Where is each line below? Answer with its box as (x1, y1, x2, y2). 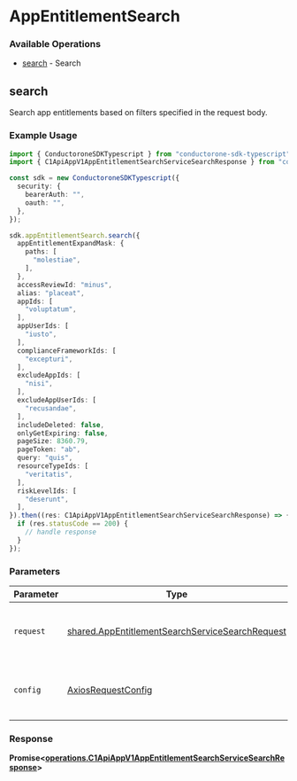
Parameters (9, 565, 60, 577)
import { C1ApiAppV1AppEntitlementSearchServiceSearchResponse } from (9, 158, 275, 167)
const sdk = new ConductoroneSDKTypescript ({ (9, 174, 179, 183)
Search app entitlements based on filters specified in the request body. (9, 107, 268, 118)
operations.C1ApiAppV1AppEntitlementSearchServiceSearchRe (45, 753, 286, 763)
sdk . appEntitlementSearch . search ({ (9, 230, 141, 240)
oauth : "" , (25, 198, 65, 207)
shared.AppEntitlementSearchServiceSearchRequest (66, 625, 287, 637)
